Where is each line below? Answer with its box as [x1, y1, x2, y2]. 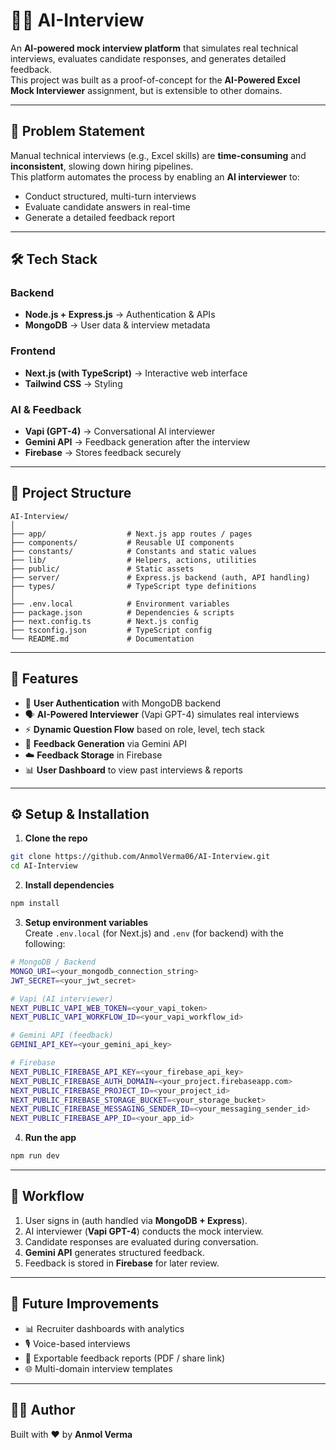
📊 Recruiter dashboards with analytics [24, 1322, 185, 1334]
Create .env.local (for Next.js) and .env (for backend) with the [24, 927, 284, 939]
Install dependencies [24, 879, 115, 891]
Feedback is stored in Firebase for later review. [24, 1257, 220, 1269]
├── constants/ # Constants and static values [10, 546, 257, 556]
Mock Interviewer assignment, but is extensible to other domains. [10, 84, 283, 96]
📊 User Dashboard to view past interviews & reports [24, 764, 243, 776]
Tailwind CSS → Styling [24, 377, 123, 389]
